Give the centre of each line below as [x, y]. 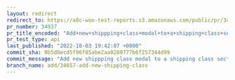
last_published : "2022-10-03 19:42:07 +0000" [74, 46]
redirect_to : [26, 20]
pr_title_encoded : [33, 33]
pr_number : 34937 [32, 26]
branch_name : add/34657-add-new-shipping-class [78, 65]
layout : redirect [32, 14]
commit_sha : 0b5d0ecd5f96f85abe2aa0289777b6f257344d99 [88, 53]
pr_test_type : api [33, 40]
